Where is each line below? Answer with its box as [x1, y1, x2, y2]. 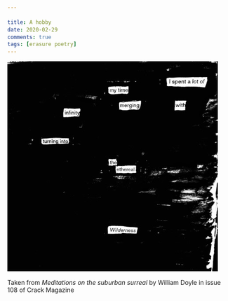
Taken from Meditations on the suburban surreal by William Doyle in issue [7, 279, 221, 287]
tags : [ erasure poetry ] [7, 41, 77, 48]
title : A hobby [7, 18, 52, 26]
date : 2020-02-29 [7, 26, 58, 33]
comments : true [7, 34, 52, 41]
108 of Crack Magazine [7, 286, 75, 294]
